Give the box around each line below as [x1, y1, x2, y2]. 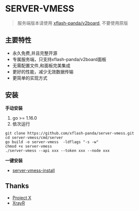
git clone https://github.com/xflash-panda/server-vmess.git [5, 131, 135, 136]
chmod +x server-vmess [5, 143, 52, 149]
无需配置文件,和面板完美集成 [12, 63, 70, 69]
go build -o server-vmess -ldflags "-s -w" [5, 140, 99, 144]
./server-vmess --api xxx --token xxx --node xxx [5, 148, 110, 153]
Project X [12, 195, 31, 201]
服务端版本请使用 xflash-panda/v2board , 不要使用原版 [17, 20, 128, 26]
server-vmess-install [12, 167, 55, 173]
